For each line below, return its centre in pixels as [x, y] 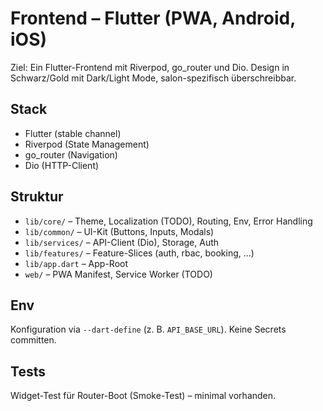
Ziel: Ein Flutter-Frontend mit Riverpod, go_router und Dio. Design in [150, 67]
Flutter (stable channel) [73, 133]
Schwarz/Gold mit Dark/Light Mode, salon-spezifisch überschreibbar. [153, 78]
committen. [33, 340]
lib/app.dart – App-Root [76, 263]
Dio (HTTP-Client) [62, 165]
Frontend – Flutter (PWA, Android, [153, 18]
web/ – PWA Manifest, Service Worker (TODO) [118, 274]
